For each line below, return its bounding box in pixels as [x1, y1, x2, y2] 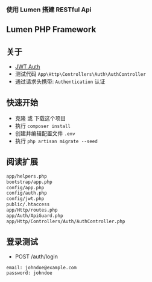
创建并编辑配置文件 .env [14, 129, 75, 137]
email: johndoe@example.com [6, 265, 77, 271]
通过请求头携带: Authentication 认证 [14, 78, 106, 86]
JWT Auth [14, 63, 40, 70]
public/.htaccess [6, 201, 50, 207]
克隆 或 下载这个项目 [14, 114, 66, 122]
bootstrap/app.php [6, 179, 52, 185]
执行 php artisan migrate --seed [14, 137, 98, 144]
